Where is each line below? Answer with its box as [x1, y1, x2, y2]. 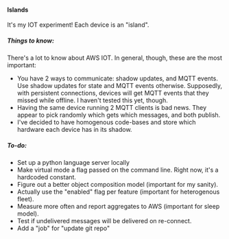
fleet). [16, 195, 34, 203]
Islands [7, 5, 29, 14]
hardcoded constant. [16, 173, 77, 181]
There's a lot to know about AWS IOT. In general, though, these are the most [7, 54, 223, 62]
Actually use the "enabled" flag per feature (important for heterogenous [16, 187, 220, 196]
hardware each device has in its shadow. [16, 126, 132, 134]
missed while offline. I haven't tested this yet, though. [16, 96, 168, 104]
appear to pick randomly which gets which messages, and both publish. [16, 111, 221, 119]
